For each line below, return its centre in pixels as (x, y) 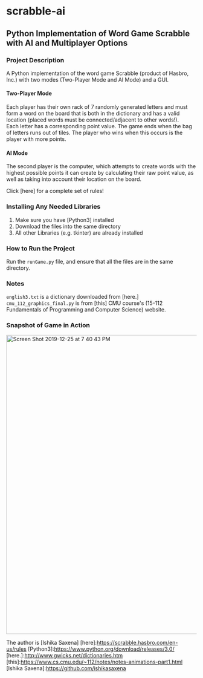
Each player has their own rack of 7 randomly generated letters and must (97, 107)
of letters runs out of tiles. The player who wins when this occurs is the (95, 133)
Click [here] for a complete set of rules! (55, 191)
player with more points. (36, 139)
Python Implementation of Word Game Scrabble (98, 34)
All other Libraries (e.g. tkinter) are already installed (79, 233)
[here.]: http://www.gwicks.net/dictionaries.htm (64, 656)
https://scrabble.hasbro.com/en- (137, 643)
